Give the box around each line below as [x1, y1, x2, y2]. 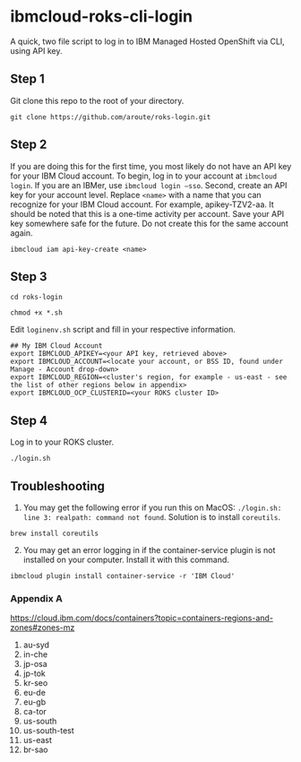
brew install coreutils [10, 529, 99, 538]
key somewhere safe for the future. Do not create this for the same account [10, 218, 289, 229]
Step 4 [10, 412, 48, 428]
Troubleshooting [10, 478, 106, 494]
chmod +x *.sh [10, 308, 64, 317]
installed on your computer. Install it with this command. [22, 554, 229, 565]
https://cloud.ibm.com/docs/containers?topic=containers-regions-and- [10, 612, 274, 624]
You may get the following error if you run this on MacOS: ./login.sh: [22, 502, 282, 513]
